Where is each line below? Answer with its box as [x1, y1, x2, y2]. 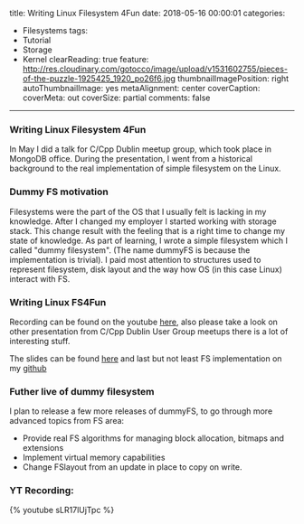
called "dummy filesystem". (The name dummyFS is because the [9, 244, 251, 256]
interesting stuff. [9, 335, 71, 346]
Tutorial [22, 35, 52, 45]
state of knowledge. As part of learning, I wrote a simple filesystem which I [9, 235, 288, 246]
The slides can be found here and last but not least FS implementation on [9, 352, 282, 364]
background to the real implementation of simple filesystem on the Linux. [9, 163, 282, 174]
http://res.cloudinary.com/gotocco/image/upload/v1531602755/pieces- [22, 63, 288, 74]
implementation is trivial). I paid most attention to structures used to [9, 254, 261, 265]
